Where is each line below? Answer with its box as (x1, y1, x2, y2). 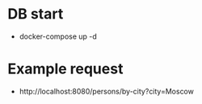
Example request (7, 60, 124, 78)
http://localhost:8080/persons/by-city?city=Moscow (19, 86, 195, 96)
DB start (7, 5, 64, 23)
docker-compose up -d (19, 31, 98, 41)
